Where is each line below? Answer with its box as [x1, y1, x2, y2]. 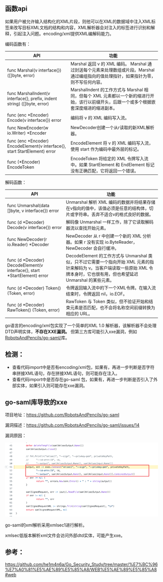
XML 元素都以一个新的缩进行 [93, 93, 150, 98]
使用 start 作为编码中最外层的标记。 [70, 146, 142, 152]
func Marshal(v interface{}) [7, 67, 62, 73]
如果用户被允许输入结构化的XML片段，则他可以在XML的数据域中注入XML [5, 19, 152, 24]
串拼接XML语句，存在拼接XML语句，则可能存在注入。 [12, 370, 120, 376]
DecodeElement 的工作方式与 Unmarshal [65, 252, 147, 258]
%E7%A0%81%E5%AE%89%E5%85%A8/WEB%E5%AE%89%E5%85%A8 [5, 566, 157, 572]
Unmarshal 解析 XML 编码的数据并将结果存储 [65, 199, 156, 205]
